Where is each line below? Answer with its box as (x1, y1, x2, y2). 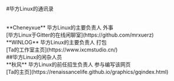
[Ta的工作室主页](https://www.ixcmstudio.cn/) (6, 46, 118, 53)
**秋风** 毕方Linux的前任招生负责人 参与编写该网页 (6, 61, 131, 68)
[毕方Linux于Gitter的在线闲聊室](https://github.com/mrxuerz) (6, 31, 154, 38)
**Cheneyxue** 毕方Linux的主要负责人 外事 (6, 24, 114, 31)
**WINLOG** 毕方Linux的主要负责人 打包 (6, 39, 107, 46)
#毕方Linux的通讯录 (6, 5, 54, 12)
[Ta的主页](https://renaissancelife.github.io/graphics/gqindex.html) (6, 69, 169, 75)
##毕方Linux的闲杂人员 (6, 54, 63, 60)
